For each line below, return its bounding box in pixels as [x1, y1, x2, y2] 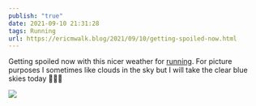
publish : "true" [8, 11, 63, 20]
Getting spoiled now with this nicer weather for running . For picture [8, 57, 233, 66]
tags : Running [8, 27, 57, 35]
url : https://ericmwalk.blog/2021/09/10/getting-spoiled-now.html [8, 34, 237, 43]
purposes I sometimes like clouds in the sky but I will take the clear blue [8, 66, 249, 75]
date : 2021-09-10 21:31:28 [8, 19, 100, 28]
